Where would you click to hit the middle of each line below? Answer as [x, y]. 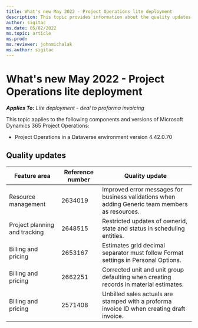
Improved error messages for [143, 189]
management [27, 204]
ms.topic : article [29, 34]
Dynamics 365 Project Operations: [48, 125]
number [79, 179]
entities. [113, 236]
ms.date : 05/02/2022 [32, 28]
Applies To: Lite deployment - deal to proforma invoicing [75, 108]
